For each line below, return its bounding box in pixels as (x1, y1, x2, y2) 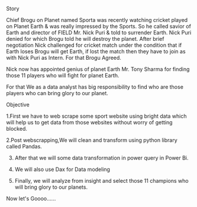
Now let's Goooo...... (6, 195, 56, 202)
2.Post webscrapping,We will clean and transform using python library (6, 137, 177, 144)
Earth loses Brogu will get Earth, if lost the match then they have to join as (6, 48, 186, 55)
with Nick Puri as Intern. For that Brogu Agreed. (6, 54, 121, 61)
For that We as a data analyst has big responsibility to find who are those (6, 83, 183, 90)
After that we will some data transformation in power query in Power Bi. (14, 154, 189, 161)
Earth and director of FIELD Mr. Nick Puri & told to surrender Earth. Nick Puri (6, 29, 192, 36)
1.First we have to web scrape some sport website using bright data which (6, 112, 187, 119)
